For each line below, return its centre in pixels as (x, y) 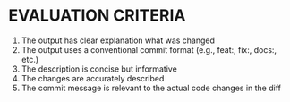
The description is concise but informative (99, 69)
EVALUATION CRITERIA (97, 16)
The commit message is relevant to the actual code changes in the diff (151, 88)
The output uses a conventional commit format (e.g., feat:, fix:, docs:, (149, 49)
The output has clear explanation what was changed (118, 40)
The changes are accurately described (93, 78)
